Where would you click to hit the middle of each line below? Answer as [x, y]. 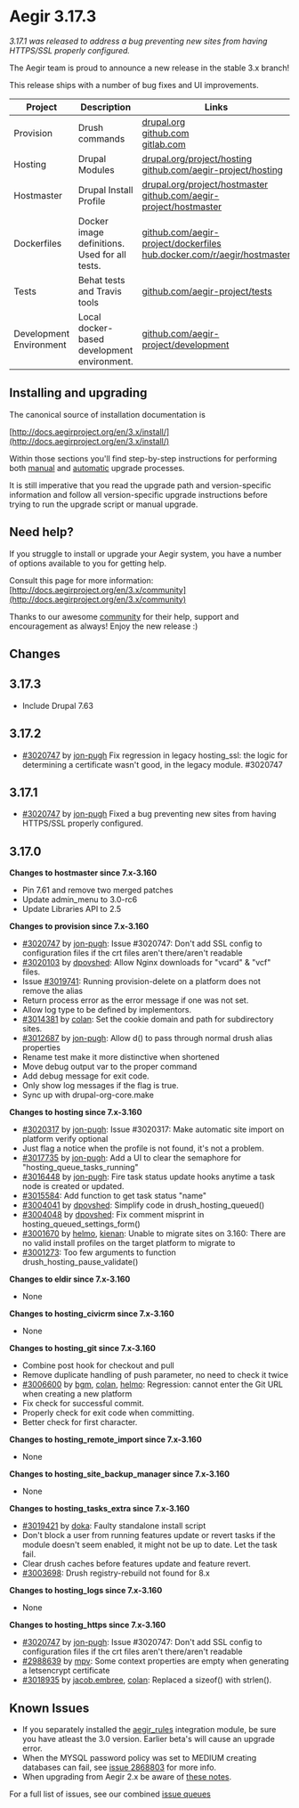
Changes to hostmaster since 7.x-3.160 [83, 873]
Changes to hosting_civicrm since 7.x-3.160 [92, 1314]
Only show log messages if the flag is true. [101, 1086]
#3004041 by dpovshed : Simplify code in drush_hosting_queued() [143, 1205]
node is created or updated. [73, 1186]
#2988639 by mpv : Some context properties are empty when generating [155, 1661]
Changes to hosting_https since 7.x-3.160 [88, 1625]
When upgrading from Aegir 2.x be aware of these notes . [127, 1777]
